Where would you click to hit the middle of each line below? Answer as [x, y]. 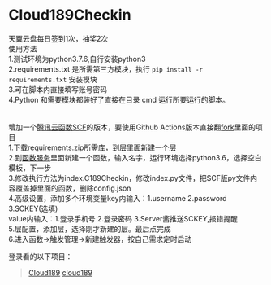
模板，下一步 [30, 168]
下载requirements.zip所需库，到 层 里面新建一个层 [95, 147]
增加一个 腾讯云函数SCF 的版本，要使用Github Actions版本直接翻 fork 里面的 [132, 127]
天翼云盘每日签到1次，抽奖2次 [58, 38]
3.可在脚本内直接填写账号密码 [58, 89]
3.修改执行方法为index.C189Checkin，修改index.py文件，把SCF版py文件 [129, 178]
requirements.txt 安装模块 [53, 79]
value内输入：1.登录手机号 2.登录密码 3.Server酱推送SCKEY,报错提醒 [123, 218]
